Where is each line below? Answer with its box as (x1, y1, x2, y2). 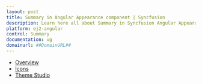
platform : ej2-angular (6, 25, 63, 32)
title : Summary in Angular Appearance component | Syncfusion (6, 14, 165, 20)
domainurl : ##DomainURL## (6, 43, 71, 49)
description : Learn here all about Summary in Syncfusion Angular (6, 20, 176, 26)
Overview (14, 58, 39, 66)
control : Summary (6, 31, 50, 37)
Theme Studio (14, 71, 50, 79)
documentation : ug (6, 37, 52, 43)
